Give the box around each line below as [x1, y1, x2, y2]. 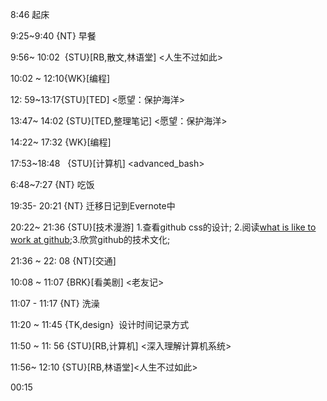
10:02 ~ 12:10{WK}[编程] [10, 73, 111, 84]
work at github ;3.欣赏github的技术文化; [10, 234, 171, 245]
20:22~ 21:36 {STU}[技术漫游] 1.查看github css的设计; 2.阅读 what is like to [10, 221, 317, 233]
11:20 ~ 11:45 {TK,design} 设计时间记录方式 [10, 319, 190, 330]
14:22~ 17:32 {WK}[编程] [10, 136, 112, 148]
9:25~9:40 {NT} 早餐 [10, 30, 97, 42]
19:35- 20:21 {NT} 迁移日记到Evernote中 [10, 200, 176, 212]
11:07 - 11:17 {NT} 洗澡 [10, 298, 100, 309]
